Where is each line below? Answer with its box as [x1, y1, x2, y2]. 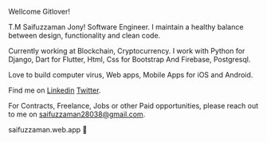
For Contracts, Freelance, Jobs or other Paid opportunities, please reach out [8, 101, 259, 110]
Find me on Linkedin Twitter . [8, 85, 101, 95]
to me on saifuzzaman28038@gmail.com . [8, 109, 146, 119]
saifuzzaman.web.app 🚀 [8, 125, 88, 134]
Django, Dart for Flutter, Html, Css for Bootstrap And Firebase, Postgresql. [8, 55, 251, 64]
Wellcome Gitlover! [8, 7, 70, 16]
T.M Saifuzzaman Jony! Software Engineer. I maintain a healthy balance [8, 22, 244, 31]
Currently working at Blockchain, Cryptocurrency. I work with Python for [8, 46, 245, 55]
